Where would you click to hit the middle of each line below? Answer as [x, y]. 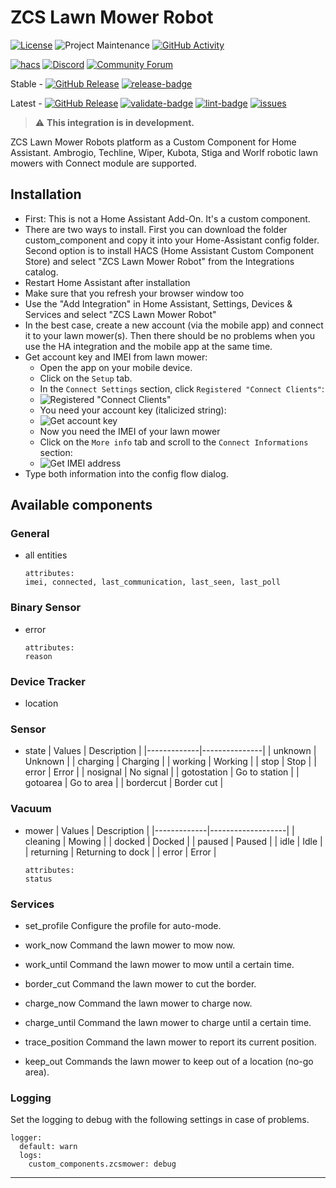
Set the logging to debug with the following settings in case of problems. [160, 1120]
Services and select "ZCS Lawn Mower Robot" [120, 314]
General [30, 534]
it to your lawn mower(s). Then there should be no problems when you [169, 335]
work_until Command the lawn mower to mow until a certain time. [159, 964]
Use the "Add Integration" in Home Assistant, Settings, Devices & [158, 303]
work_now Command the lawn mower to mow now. [130, 945]
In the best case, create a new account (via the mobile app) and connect [174, 325]
